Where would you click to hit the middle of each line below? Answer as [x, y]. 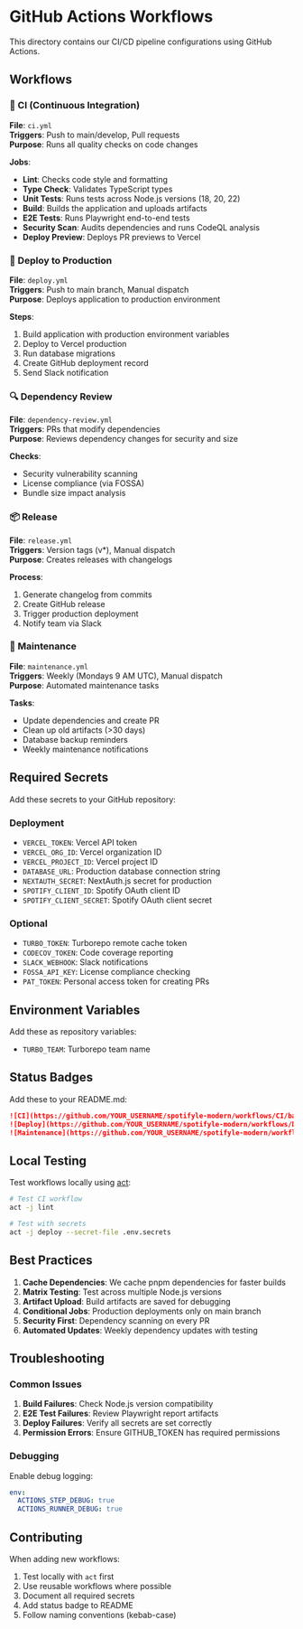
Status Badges [51, 1077]
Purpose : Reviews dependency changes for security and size [124, 439]
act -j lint [32, 1208]
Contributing [46, 1537]
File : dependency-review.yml [61, 420]
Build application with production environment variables [126, 334]
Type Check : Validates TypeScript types [97, 189]
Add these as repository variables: [73, 1032]
